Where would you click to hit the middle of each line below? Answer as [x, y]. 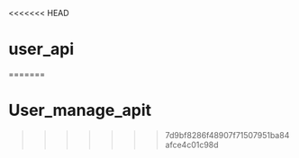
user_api [41, 49]
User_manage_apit [80, 110]
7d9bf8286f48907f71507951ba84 [227, 135]
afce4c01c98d [192, 145]
